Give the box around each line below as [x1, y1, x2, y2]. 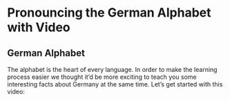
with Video [7, 19, 70, 35]
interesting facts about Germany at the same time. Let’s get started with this [7, 80, 223, 88]
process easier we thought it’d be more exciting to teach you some [7, 73, 197, 81]
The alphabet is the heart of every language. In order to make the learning [7, 66, 218, 73]
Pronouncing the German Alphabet [7, 5, 211, 21]
